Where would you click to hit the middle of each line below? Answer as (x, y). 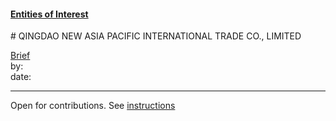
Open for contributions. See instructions (93, 106)
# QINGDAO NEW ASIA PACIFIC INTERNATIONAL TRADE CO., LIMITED (156, 36)
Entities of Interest (49, 14)
